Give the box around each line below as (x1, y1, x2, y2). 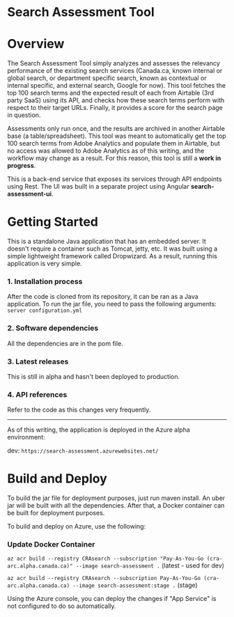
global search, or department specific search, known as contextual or (7, 74, 207, 82)
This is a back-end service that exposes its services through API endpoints (7, 175, 222, 183)
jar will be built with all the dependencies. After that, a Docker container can (7, 501, 225, 510)
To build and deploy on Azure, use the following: (7, 522, 146, 531)
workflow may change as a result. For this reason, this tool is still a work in (7, 154, 221, 162)
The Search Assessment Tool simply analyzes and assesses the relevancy (7, 59, 221, 68)
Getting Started (7, 214, 99, 230)
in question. (7, 111, 41, 119)
